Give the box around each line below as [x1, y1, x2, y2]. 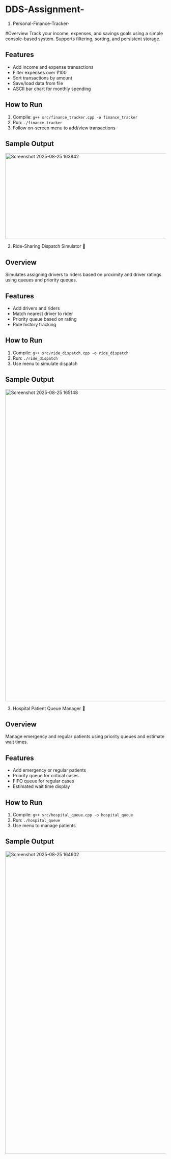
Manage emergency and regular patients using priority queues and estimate [5, 733, 165, 740]
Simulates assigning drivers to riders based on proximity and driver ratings [5, 271, 162, 278]
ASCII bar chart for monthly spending [12, 86, 91, 92]
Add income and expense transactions [12, 64, 94, 70]
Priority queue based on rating [12, 316, 77, 322]
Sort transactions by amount [12, 75, 73, 81]
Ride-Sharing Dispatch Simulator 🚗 [12, 243, 85, 249]
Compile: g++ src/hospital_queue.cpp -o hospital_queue [12, 812, 133, 818]
